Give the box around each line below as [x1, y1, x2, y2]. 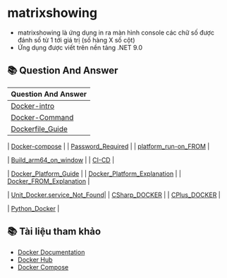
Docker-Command [11, 112, 74, 122]
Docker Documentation [17, 248, 85, 256]
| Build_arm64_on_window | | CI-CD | [7, 155, 115, 164]
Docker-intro [11, 101, 55, 111]
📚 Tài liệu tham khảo [7, 226, 101, 238]
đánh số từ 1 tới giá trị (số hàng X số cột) [17, 35, 135, 44]
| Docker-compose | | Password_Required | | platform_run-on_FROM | [7, 142, 210, 150]
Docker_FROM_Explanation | [7, 176, 90, 185]
